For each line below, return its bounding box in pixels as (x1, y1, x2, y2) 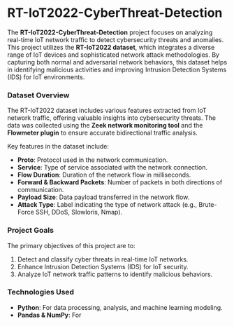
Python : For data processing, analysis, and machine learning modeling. (17, 303, 223, 311)
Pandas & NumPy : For (17, 311, 82, 319)
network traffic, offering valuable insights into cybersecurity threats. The (7, 114, 217, 122)
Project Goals (7, 226, 54, 236)
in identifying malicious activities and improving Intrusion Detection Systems (7, 65, 227, 74)
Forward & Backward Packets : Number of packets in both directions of (17, 178, 223, 186)
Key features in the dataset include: (7, 142, 110, 151)
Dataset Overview (7, 90, 70, 100)
